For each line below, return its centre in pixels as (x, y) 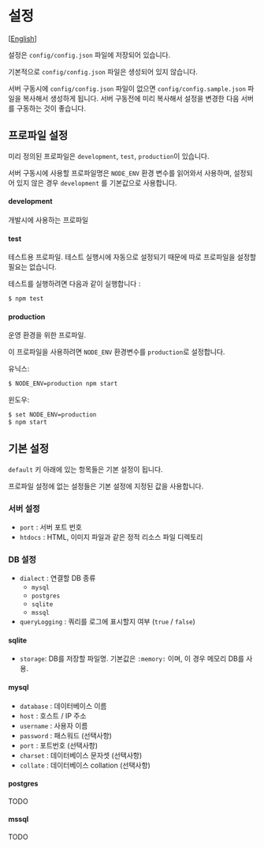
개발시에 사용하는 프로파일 (48, 220)
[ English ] (22, 38)
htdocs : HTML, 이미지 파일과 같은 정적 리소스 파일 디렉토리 (111, 537)
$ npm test (26, 299)
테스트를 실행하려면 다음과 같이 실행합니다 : (74, 284)
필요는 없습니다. (33, 267)
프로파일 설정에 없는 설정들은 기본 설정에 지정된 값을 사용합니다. (106, 486)
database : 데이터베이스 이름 (63, 706)
